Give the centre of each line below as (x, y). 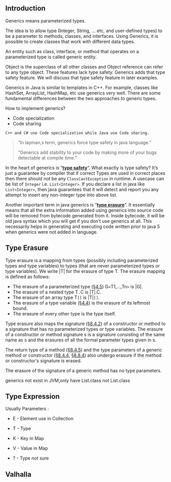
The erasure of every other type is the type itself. (64, 313)
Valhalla (18, 474)
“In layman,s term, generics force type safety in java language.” (84, 142)
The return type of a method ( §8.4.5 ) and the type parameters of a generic (84, 350)
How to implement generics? (35, 108)
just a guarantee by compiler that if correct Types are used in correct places (86, 173)
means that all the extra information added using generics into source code (84, 210)
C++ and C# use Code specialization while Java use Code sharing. (77, 133)
